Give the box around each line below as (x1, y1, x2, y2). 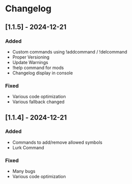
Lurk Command (12, 144, 44, 150)
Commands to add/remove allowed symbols (12, 139, 103, 145)
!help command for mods (12, 64, 64, 70)
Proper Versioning (12, 54, 50, 60)
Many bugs (12, 168, 36, 174)
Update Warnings (12, 59, 49, 65)
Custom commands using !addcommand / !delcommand (12, 49, 128, 55)
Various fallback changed (12, 99, 65, 105)
